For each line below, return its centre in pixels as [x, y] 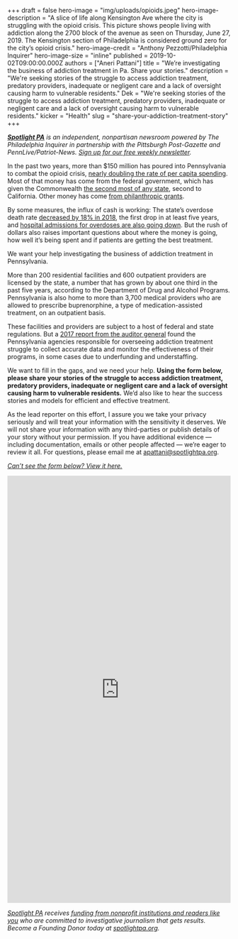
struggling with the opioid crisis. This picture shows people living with [109, 25]
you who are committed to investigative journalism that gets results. [107, 921]
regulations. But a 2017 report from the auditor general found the [102, 334]
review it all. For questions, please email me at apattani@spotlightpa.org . [113, 452]
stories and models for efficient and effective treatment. [89, 401]
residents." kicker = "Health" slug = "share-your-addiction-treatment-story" [118, 116]
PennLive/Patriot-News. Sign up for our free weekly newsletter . [100, 152]
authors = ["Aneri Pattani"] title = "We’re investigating [143, 63]
